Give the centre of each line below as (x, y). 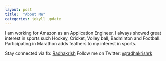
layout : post (19, 10)
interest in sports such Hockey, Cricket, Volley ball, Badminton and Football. (83, 38)
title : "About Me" (25, 14)
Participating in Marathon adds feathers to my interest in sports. (71, 44)
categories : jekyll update (33, 19)
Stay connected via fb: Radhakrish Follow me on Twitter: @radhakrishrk (79, 53)
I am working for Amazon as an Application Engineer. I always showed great (83, 33)
